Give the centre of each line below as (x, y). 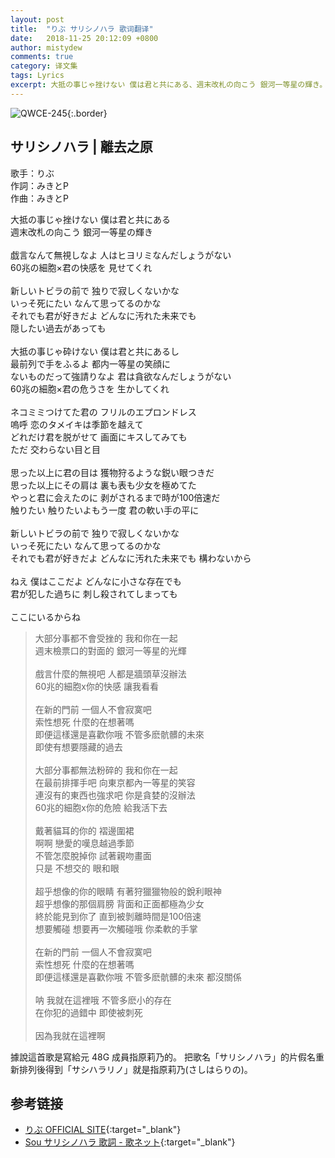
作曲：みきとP (39, 198)
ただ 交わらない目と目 (55, 449)
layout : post (37, 19)
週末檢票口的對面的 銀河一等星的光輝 (110, 650)
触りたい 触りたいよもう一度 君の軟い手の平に (105, 510)
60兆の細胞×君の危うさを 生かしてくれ (90, 388)
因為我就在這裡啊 (70, 1035)
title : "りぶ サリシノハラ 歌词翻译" (82, 29)
